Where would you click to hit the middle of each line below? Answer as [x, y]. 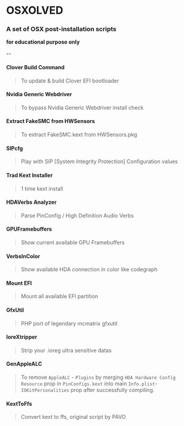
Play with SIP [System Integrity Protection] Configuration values [99, 161]
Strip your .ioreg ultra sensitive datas [66, 350]
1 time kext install [42, 188]
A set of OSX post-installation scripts [61, 29]
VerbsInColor [23, 256]
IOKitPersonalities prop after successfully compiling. [88, 390]
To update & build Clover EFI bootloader [70, 81]
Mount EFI [19, 283]
